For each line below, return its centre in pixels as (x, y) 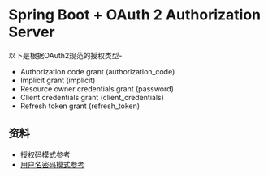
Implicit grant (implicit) (58, 80)
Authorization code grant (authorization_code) (97, 71)
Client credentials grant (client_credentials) (92, 97)
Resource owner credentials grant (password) (97, 88)
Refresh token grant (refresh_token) (80, 106)
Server (32, 32)
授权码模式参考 (45, 154)
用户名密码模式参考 (52, 164)
